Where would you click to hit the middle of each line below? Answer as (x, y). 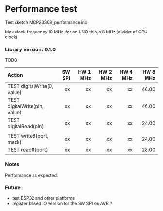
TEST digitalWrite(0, (30, 86)
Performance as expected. (32, 175)
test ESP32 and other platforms (43, 198)
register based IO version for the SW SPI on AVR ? (62, 203)
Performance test (41, 9)
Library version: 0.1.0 (31, 49)
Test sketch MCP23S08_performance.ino (46, 22)
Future (13, 188)
